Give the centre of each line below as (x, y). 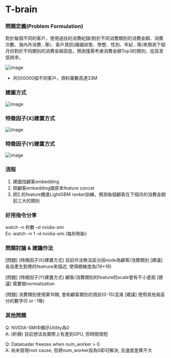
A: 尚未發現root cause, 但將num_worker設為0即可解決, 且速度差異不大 (79, 350)
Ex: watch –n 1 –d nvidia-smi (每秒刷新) (46, 234)
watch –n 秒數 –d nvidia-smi (35, 227)
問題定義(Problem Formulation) (44, 27)
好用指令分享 (21, 215)
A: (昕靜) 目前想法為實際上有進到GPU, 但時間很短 (57, 334)
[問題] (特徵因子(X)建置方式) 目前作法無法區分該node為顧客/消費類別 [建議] (84, 260)
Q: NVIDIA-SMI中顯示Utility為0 (38, 327)
